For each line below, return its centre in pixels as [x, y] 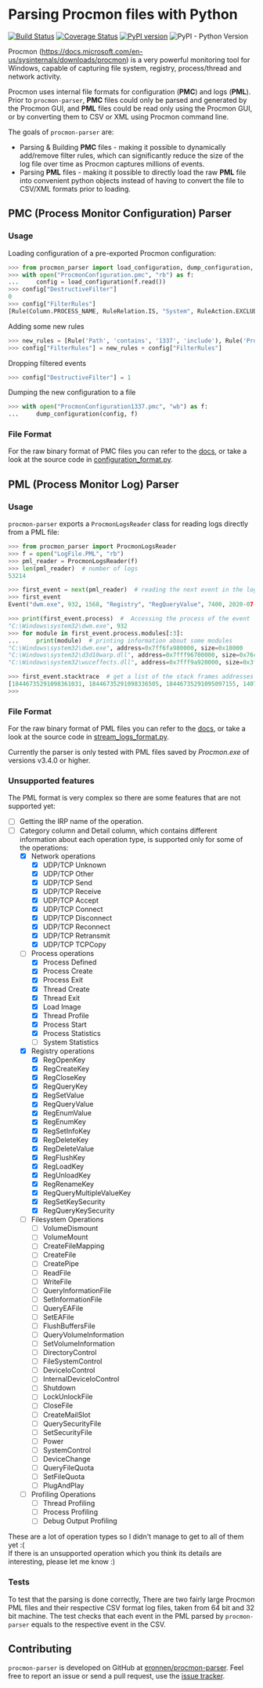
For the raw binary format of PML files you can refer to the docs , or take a [127, 729]
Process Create [68, 971]
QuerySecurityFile [72, 1423]
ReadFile [57, 1272]
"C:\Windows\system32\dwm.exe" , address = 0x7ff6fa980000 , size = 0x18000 [126, 648]
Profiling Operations [63, 1495]
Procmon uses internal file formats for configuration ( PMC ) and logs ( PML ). [130, 91]
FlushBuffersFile [69, 1326]
